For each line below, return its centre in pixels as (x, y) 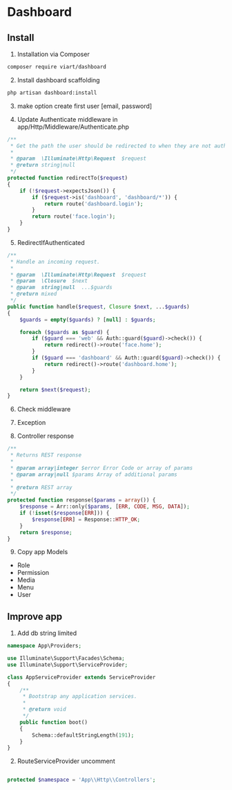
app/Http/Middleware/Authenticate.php (73, 127)
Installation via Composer (53, 54)
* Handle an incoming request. (55, 261)
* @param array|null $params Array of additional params (94, 475)
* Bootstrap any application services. (80, 697)
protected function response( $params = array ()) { (81, 500)
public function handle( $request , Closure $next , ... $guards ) (98, 306)
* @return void (45, 710)
